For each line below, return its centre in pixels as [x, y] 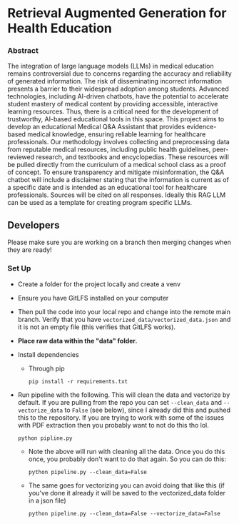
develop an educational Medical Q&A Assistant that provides [96, 127]
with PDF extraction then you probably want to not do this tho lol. [113, 425]
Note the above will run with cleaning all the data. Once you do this [127, 451]
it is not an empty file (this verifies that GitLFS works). [97, 327]
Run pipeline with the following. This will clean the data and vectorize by [124, 395]
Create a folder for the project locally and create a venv [99, 284]
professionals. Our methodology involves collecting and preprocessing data [118, 142]
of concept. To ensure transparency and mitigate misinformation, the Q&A [116, 172]
